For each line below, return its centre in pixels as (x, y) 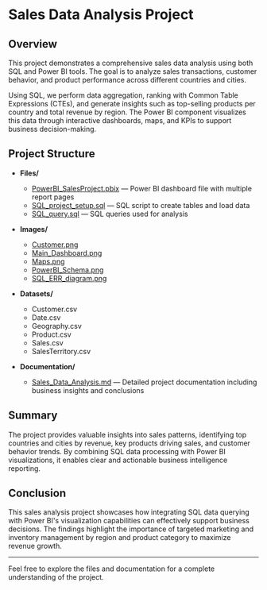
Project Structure (52, 154)
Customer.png (55, 245)
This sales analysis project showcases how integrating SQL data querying (129, 512)
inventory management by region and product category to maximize (120, 538)
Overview (33, 44)
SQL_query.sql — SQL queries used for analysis (110, 214)
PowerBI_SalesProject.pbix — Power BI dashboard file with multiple (142, 188)
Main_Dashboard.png (67, 253)
